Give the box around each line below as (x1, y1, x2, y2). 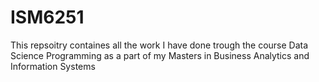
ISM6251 (10, 6, 85, 29)
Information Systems (10, 60, 96, 72)
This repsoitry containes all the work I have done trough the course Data (10, 39, 309, 51)
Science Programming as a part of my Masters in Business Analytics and (10, 49, 310, 61)
